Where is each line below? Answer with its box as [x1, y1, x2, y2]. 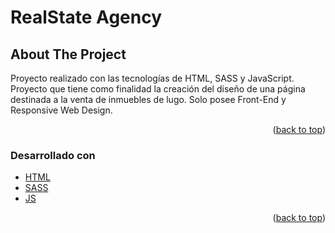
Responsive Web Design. [10, 104, 113, 116]
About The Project [10, 46, 127, 63]
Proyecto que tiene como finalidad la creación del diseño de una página [10, 83, 306, 95]
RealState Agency [10, 6, 163, 29]
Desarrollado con [10, 148, 96, 162]
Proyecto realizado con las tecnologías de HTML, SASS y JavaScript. [10, 72, 295, 84]
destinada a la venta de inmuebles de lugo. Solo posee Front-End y [10, 94, 287, 105]
